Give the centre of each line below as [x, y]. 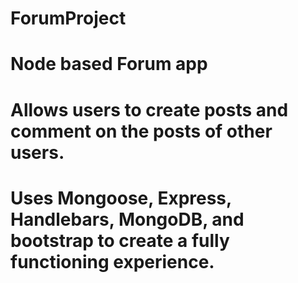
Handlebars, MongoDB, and [127, 219]
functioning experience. [112, 261]
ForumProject [68, 18]
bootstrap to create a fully [120, 240]
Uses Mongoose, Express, [121, 198]
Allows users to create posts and [149, 109]
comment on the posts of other [141, 131]
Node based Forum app [109, 64]
